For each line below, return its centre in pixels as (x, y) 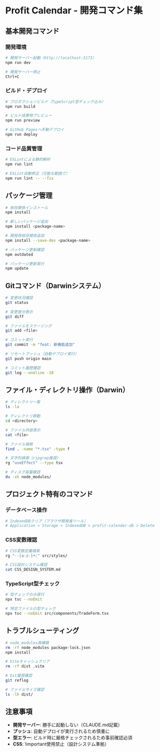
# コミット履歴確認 (23, 368)
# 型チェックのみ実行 (25, 595)
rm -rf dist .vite (25, 666)
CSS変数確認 (21, 540)
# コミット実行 (19, 340)
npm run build (21, 106)
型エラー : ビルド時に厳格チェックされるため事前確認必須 (72, 738)
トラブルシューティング (42, 631)
